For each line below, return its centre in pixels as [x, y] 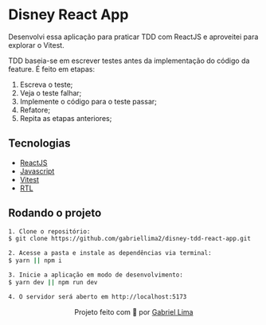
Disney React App [68, 15]
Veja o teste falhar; [51, 92]
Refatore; [35, 110]
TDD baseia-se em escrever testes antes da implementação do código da [129, 61]
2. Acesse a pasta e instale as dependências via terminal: [110, 253]
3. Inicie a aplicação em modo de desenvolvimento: [96, 275]
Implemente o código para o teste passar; [88, 101]
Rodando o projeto [55, 213]
